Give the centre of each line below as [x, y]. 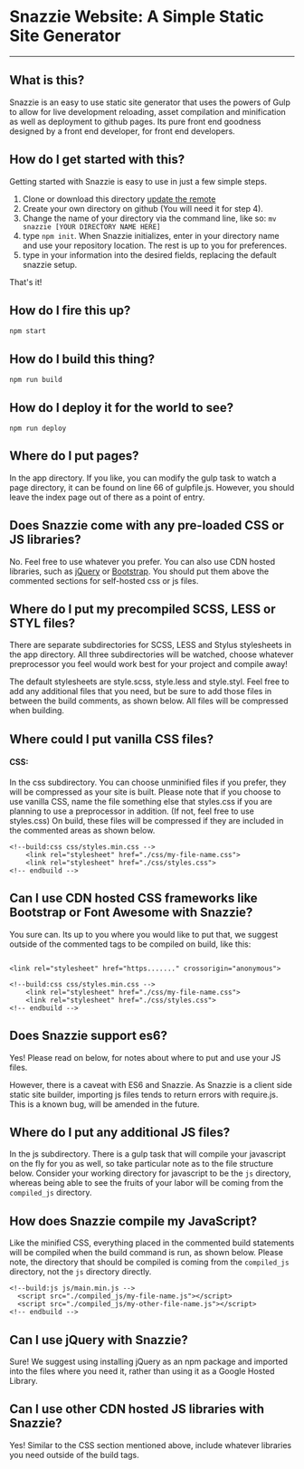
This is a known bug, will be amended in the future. [104, 1104]
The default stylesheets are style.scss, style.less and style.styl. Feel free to [149, 682]
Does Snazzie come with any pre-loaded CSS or [147, 525]
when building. [37, 711]
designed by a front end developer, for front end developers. [122, 131]
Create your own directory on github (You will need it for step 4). [143, 208]
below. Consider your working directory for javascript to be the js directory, [150, 1173]
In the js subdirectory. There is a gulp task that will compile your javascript [148, 1154]
